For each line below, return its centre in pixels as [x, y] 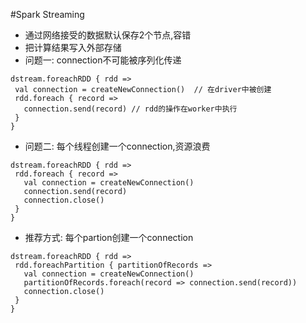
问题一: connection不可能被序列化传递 [103, 60]
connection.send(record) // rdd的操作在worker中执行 [130, 109]
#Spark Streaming [47, 14]
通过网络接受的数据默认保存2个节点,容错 [108, 35]
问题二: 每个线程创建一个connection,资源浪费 [117, 146]
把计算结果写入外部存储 [73, 47]
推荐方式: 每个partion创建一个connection [109, 237]
